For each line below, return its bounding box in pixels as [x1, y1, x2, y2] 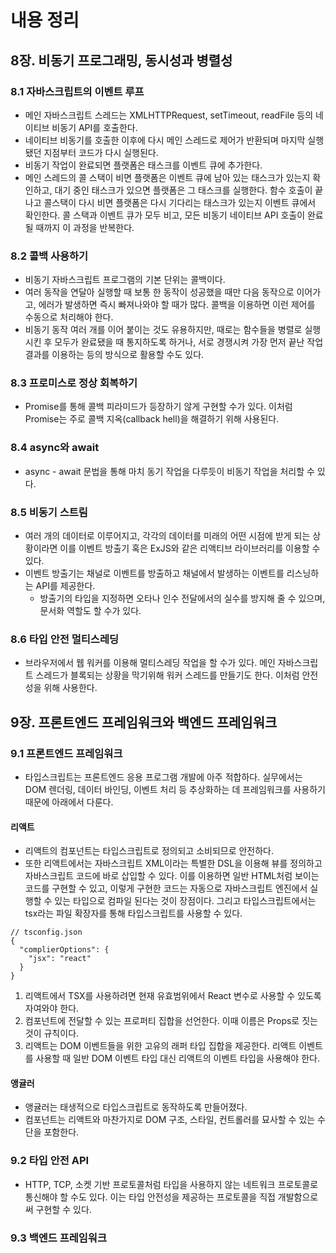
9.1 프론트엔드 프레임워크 [10, 746, 123, 760]
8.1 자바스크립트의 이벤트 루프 [10, 84, 145, 98]
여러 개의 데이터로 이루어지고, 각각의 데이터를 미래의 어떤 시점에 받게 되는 [24, 530, 311, 542]
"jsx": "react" [28, 954, 92, 964]
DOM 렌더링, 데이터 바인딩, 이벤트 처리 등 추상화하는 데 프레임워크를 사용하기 [24, 784, 326, 796]
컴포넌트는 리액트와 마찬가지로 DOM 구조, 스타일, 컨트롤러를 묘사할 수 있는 [24, 1114, 316, 1126]
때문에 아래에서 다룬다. [24, 796, 114, 808]
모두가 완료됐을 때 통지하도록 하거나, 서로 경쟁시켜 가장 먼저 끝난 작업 [54, 336, 324, 348]
